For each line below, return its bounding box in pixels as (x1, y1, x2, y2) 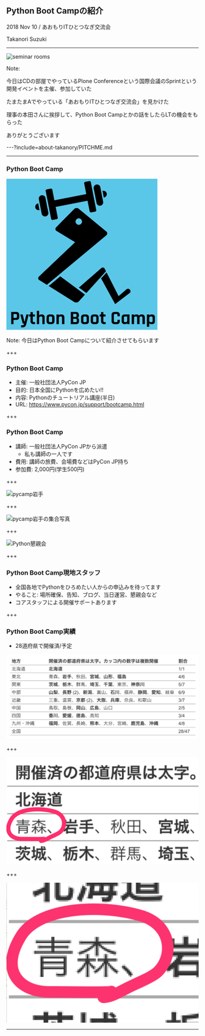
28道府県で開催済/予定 (15, 642, 73, 650)
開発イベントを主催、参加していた (6, 85, 92, 92)
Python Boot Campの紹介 (6, 5, 104, 16)
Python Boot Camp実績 (6, 627, 76, 636)
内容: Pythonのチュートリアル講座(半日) (15, 394, 115, 401)
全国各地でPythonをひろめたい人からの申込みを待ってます (15, 583, 161, 591)
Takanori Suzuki (6, 35, 47, 43)
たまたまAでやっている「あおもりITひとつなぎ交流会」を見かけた (6, 98, 169, 105)
